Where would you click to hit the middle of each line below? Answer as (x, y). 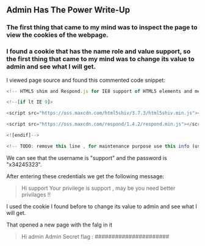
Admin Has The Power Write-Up (68, 10)
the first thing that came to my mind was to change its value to (101, 59)
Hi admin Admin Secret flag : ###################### (95, 236)
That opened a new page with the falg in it (59, 225)
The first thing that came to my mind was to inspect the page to (102, 27)
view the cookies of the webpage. (57, 35)
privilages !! (36, 194)
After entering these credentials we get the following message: (85, 176)
